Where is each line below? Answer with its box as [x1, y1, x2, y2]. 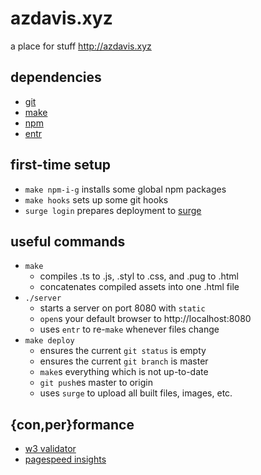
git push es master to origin [39, 377, 153, 389]
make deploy [24, 336, 75, 346]
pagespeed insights [24, 453, 107, 466]
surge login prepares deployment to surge [24, 204, 202, 216]
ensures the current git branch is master [39, 355, 209, 367]
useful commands [10, 233, 126, 250]
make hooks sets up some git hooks [24, 193, 169, 206]
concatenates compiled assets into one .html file [39, 281, 240, 293]
